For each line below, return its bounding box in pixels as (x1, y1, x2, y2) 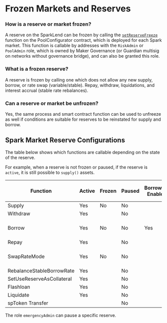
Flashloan (7, 283, 31, 290)
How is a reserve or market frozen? (5, 21, 91, 28)
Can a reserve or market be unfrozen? (5, 100, 98, 107)
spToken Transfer (7, 299, 49, 306)
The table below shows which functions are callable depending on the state (5, 149, 160, 155)
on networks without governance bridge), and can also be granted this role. (5, 53, 160, 59)
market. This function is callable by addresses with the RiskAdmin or (5, 43, 144, 49)
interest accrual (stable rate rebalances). (5, 87, 88, 93)
